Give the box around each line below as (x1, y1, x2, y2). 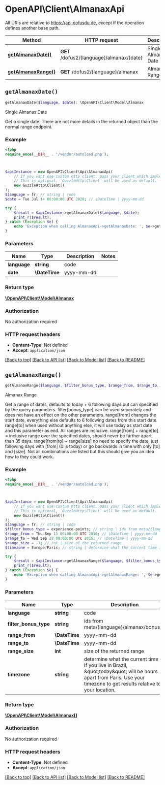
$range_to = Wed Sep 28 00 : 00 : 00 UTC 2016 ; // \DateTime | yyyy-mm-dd (5, 536, 153, 541)
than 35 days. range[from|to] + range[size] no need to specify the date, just (5, 438, 159, 444)
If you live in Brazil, (84, 662, 128, 669)
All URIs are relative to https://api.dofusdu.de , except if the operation (5, 20, 144, 26)
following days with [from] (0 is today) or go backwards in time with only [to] (5, 443, 160, 449)
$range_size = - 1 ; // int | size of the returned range (5, 540, 122, 545)
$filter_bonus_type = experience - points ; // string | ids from (5, 527, 137, 532)
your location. (84, 687, 116, 693)
